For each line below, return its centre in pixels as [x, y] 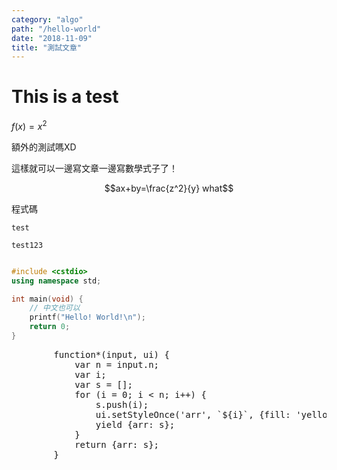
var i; [90, 374]
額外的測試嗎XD [44, 147]
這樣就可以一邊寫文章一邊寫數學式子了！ [94, 168]
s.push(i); [122, 404]
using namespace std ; [56, 281]
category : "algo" [47, 19]
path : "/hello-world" [56, 29]
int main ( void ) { [47, 299]
